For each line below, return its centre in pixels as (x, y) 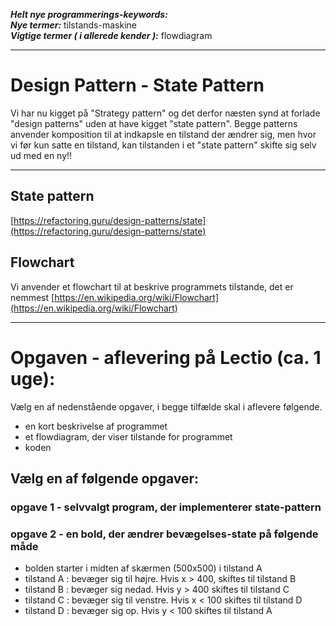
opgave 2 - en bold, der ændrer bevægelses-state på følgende (164, 534)
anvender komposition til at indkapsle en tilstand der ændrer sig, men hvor (163, 134)
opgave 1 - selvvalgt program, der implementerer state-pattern (166, 507)
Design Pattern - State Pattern (137, 85)
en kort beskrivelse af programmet (96, 426)
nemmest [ (32, 297)
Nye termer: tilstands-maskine (73, 25)
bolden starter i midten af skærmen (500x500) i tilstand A (143, 568)
